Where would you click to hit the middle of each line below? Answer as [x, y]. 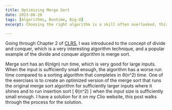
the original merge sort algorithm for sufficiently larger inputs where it [79, 86]
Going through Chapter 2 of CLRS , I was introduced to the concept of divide [85, 43]
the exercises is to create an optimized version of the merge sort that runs [83, 80]
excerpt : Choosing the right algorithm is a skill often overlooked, [81, 24]
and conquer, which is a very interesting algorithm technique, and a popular [85, 49]
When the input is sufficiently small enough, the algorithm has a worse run [84, 70]
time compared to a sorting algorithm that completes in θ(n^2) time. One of [84, 75]
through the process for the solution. [44, 102]
